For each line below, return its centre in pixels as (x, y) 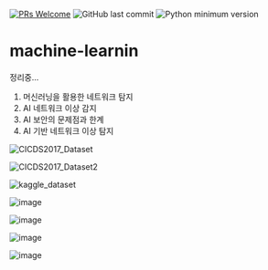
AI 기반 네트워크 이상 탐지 (68, 130)
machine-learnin (74, 51)
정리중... (24, 77)
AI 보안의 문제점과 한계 (63, 119)
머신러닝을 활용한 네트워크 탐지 (78, 97)
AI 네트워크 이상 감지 (60, 108)
